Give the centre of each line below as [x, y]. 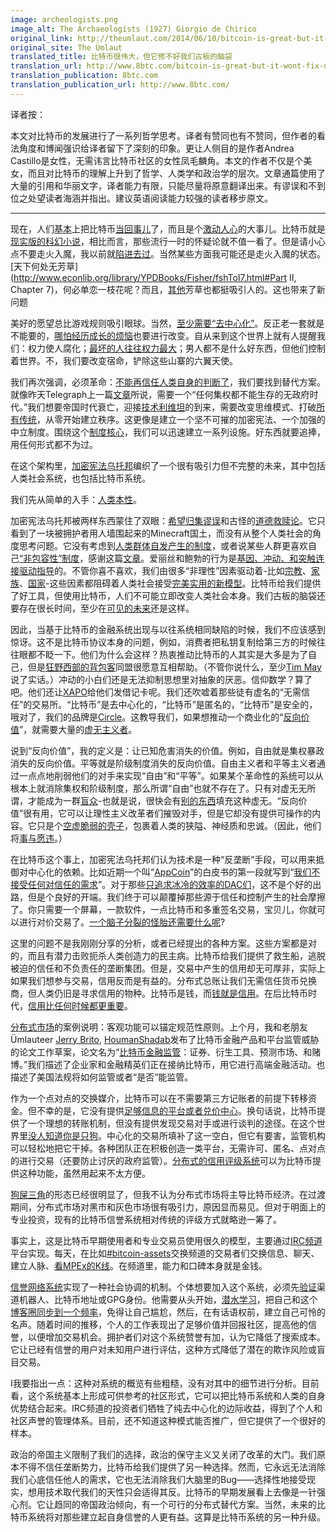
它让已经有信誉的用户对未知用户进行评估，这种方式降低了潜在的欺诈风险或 [163, 1349]
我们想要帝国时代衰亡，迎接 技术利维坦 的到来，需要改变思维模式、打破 [172, 407]
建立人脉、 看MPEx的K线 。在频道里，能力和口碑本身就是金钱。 [139, 1265]
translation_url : [46, 66]
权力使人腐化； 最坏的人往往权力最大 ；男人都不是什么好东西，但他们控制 [176, 348]
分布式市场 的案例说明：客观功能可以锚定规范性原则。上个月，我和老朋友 [159, 1027]
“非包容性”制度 [49, 558]
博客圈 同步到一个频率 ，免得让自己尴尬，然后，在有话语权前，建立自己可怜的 [168, 1312]
